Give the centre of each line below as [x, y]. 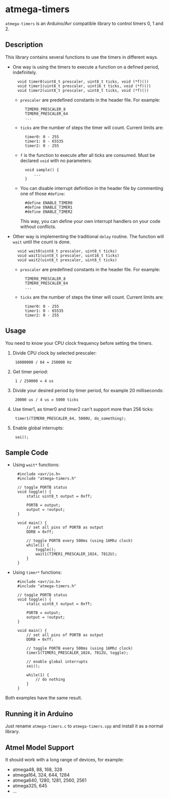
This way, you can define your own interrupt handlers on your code [90, 221]
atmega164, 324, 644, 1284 [41, 775]
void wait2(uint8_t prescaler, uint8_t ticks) [67, 260]
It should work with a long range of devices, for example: [65, 760]
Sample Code [27, 452]
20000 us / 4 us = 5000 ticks [47, 400]
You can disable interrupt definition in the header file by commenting [92, 188]
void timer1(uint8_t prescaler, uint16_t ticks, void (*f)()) [84, 86]
